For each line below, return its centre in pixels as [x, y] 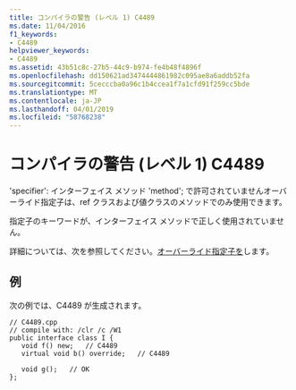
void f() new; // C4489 [69, 345]
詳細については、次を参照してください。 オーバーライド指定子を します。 [142, 251]
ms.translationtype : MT [54, 92]
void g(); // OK [55, 369]
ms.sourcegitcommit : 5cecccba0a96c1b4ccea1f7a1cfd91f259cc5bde [130, 84]
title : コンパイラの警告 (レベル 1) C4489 [82, 17]
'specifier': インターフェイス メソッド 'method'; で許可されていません [136, 191]
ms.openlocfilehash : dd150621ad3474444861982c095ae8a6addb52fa [130, 76]
